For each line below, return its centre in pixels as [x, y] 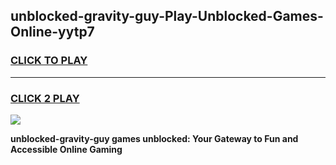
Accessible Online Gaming [66, 149]
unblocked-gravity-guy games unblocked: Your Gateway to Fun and [154, 138]
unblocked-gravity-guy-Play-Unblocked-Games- [167, 16]
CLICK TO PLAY [49, 61]
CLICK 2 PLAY [45, 98]
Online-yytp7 [52, 32]
